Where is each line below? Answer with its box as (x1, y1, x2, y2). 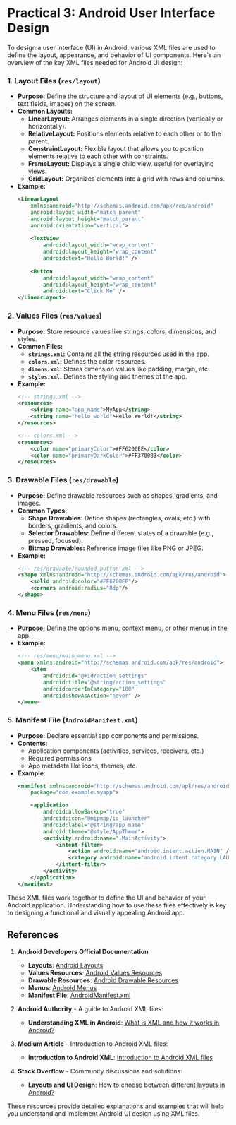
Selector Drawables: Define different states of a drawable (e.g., (27, 528, 213, 537)
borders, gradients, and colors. (27, 521, 118, 530)
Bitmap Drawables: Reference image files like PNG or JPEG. (27, 544, 204, 552)
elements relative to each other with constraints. (27, 152, 168, 160)
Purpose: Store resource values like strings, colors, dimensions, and (17, 327, 216, 335)
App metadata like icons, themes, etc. (27, 761, 138, 770)
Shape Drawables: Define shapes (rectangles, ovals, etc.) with (27, 513, 211, 522)
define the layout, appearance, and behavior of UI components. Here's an (7, 51, 221, 59)
